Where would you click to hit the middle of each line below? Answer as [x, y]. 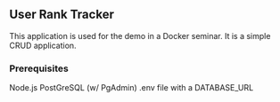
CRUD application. [43, 45]
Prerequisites [39, 68]
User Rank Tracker [62, 15]
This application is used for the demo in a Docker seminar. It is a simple [140, 35]
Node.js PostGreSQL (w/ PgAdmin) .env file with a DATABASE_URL [132, 88]
